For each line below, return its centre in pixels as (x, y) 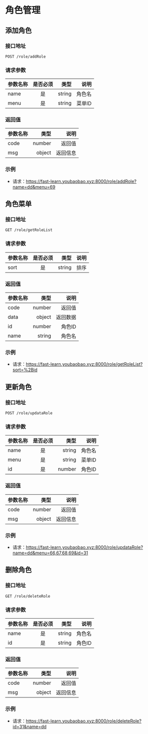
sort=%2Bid (25, 370)
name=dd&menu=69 (34, 187)
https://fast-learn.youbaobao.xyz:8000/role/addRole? (81, 181)
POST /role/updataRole (29, 413)
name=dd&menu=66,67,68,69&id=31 (50, 553)
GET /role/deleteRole (28, 596)
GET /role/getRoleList (29, 230)
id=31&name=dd (29, 726)
